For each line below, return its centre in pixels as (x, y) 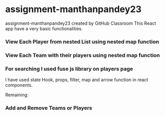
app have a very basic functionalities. (44, 28)
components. (19, 85)
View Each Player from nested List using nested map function (82, 41)
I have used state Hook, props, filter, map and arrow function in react (77, 80)
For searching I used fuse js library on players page (69, 69)
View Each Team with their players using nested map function (83, 55)
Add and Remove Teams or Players (49, 108)
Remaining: (17, 95)
